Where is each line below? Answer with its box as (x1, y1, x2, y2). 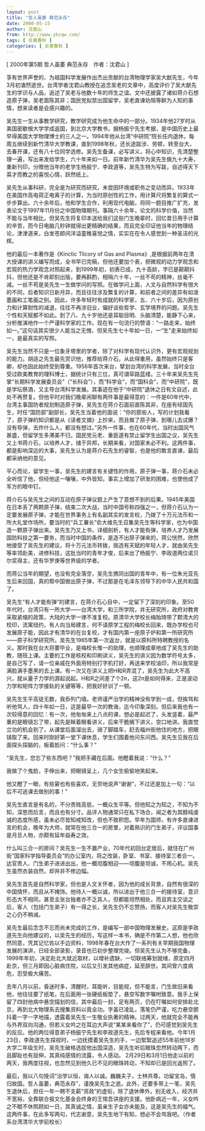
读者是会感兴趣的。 (27, 104, 76, 111)
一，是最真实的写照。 (6, 334, 60, 341)
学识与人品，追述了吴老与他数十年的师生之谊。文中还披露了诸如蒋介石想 (16, 89, 199, 96)
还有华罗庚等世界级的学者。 (32, 557, 103, 564)
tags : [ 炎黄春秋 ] (6, 37, 52, 43)
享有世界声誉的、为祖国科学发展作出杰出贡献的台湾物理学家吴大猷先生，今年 (6, 73, 199, 81)
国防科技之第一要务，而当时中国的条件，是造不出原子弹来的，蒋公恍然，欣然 (6, 533, 199, 541)
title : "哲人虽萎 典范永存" (6, 15, 70, 21)
